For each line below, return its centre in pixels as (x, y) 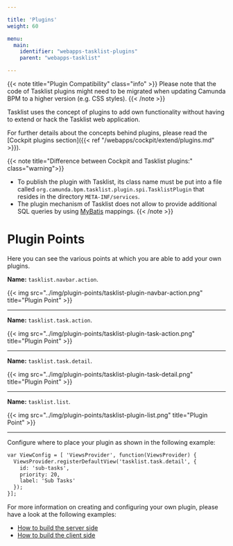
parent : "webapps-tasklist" (60, 58)
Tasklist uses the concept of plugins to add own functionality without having (116, 112)
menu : (15, 39)
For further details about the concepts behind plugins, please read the (107, 133)
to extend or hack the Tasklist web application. (74, 119)
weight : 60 (23, 26)
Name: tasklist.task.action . (50, 320)
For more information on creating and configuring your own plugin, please (113, 507)
